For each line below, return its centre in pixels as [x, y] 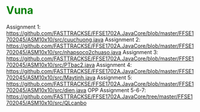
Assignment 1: [23, 27]
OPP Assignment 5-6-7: [117, 90]
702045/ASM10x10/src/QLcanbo [46, 102]
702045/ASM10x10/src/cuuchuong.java [55, 39]
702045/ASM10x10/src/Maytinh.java [51, 77]
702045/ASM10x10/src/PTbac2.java [51, 65]
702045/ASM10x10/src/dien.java [46, 90]
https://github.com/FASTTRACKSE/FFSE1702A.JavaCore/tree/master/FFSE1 [99, 97]
